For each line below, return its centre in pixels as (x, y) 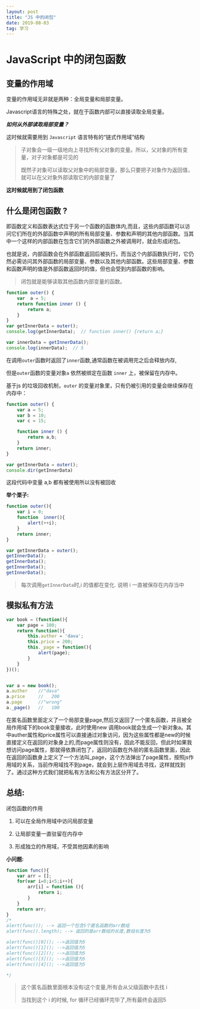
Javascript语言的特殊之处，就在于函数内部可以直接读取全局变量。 (87, 112)
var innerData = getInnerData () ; (48, 343)
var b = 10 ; (32, 416)
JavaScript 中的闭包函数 (66, 60)
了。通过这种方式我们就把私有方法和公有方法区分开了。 (74, 772)
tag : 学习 (17, 28)
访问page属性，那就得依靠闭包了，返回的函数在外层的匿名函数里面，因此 (101, 749)
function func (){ (28, 870)
